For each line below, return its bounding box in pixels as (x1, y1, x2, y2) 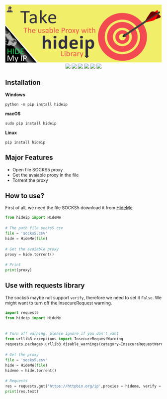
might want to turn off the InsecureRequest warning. (5, 300, 112, 306)
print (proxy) (5, 267, 32, 273)
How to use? (5, 192, 45, 200)
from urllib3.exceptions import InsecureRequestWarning (5, 336, 123, 342)
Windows (5, 92, 25, 98)
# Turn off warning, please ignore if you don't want (5, 331, 119, 336)
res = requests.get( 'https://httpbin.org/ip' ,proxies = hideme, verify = (5, 384, 162, 389)
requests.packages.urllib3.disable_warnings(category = (5, 342, 121, 347)
